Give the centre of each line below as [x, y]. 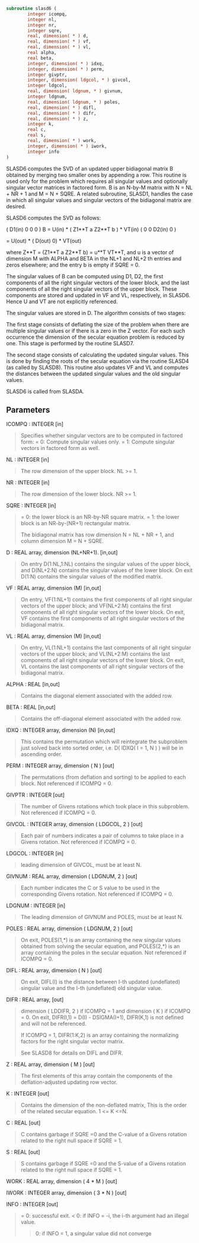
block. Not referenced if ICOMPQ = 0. [66, 783]
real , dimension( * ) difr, [62, 113]
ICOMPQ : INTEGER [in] [35, 424]
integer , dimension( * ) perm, [66, 69]
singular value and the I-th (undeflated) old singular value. [92, 988]
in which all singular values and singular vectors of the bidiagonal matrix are [99, 200]
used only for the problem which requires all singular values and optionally [97, 181]
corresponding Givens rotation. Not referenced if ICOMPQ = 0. [97, 894]
